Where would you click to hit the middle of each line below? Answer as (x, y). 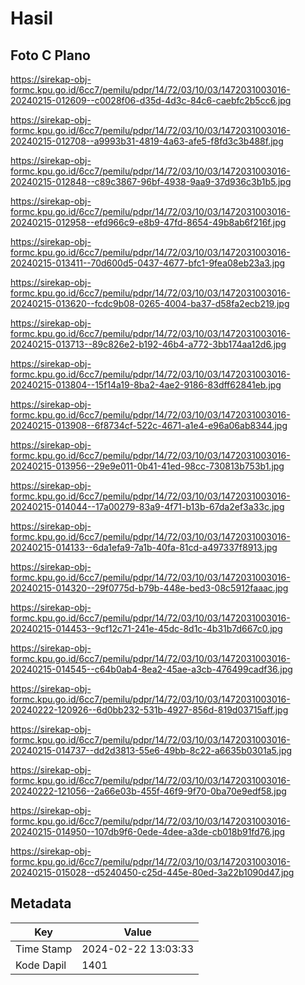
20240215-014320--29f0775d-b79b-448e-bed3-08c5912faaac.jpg (149, 588)
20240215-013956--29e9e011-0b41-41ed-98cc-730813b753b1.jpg (147, 466)
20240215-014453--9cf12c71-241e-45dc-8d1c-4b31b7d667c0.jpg (146, 628)
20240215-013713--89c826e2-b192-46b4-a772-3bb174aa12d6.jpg (148, 344)
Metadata (41, 903)
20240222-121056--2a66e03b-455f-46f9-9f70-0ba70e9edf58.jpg (148, 791)
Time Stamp (44, 949)
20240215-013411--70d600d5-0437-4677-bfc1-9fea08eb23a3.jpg (148, 263)
